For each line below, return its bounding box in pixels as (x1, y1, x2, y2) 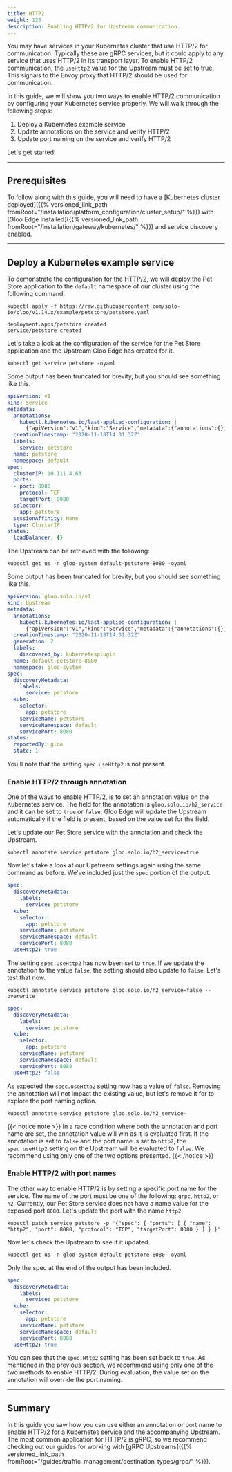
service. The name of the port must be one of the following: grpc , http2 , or (7, 1191, 219, 1200)
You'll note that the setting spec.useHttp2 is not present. (7, 760, 166, 768)
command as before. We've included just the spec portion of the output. (7, 869, 211, 877)
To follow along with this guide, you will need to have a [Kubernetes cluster (7, 193, 221, 201)
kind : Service (7, 399, 48, 406)
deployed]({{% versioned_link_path (7, 201, 108, 209)
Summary (7, 1402, 50, 1414)
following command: (7, 290, 66, 297)
